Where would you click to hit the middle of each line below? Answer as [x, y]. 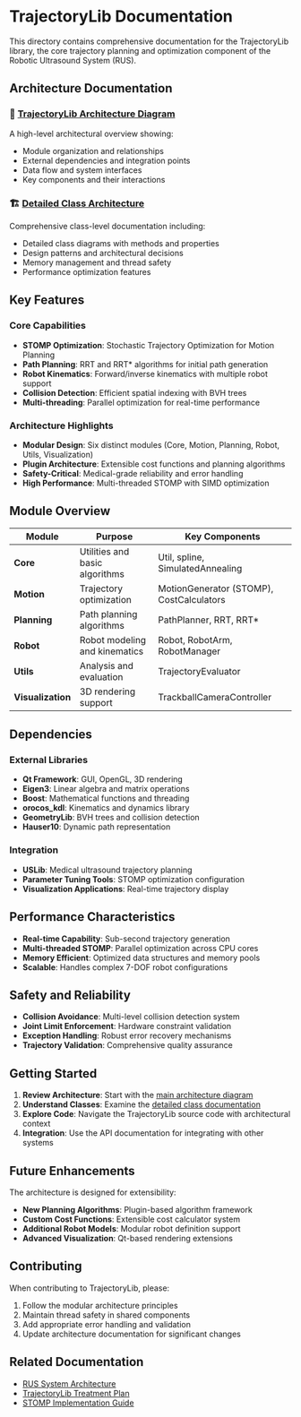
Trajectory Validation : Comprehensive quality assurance [127, 1045]
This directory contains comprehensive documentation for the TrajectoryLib [149, 41]
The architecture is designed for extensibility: [93, 1192]
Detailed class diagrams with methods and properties [120, 243]
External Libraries [49, 760]
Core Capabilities [48, 326]
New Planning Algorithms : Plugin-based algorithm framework [137, 1209]
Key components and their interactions [94, 179]
